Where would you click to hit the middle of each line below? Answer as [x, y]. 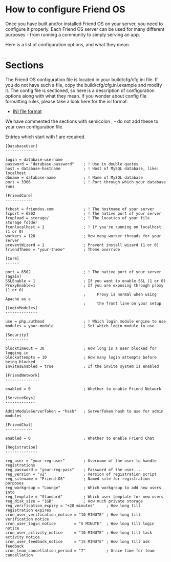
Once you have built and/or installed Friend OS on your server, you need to [84, 24]
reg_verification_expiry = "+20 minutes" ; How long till [73, 505]
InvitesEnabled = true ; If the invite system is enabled [82, 366]
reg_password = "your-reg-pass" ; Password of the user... [73, 470]
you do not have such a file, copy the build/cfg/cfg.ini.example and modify [84, 85]
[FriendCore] [19, 195]
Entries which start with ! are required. [46, 137]
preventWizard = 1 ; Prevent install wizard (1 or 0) [82, 245]
